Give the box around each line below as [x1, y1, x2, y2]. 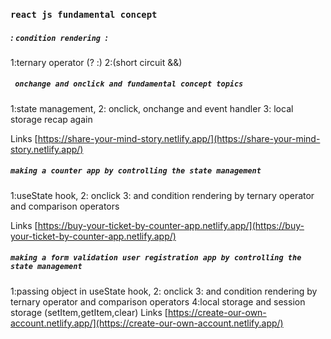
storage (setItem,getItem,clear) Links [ [10, 306, 168, 318]
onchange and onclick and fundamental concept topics [14, 79, 244, 89]
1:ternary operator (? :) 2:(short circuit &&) [10, 56, 183, 68]
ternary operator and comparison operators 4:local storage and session [10, 295, 306, 308]
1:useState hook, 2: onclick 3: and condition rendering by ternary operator [10, 189, 315, 201]
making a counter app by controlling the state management [10, 166, 262, 176]
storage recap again [10, 113, 93, 125]
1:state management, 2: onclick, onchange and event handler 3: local [10, 102, 294, 114]
